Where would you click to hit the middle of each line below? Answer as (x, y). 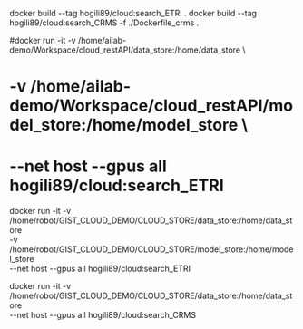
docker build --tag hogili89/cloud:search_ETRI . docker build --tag (133, 13)
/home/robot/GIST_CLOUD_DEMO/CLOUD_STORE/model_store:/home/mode (151, 249)
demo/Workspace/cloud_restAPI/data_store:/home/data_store (125, 50)
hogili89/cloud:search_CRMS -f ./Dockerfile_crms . (104, 23)
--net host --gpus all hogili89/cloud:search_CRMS (103, 315)
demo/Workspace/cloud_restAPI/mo (151, 106)
